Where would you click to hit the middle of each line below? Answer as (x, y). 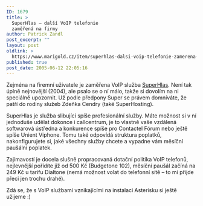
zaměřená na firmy (35, 29)
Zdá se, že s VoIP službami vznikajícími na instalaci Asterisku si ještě (92, 190)
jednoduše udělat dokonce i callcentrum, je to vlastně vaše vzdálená (92, 122)
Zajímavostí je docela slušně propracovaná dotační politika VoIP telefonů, (97, 160)
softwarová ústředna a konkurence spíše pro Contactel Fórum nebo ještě (97, 129)
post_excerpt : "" (28, 40)
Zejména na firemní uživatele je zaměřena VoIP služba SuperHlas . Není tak (99, 85)
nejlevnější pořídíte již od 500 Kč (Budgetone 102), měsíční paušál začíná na (101, 166)
